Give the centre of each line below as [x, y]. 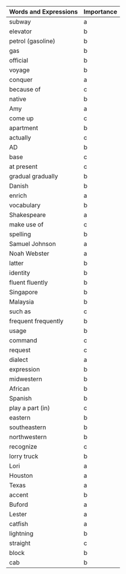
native [18, 99]
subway [20, 22]
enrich [18, 195]
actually [20, 138]
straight [20, 543]
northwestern [28, 437]
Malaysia [22, 302]
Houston [21, 476]
